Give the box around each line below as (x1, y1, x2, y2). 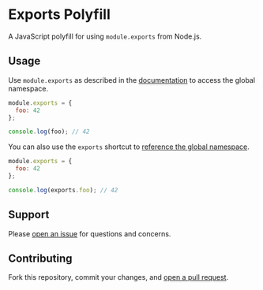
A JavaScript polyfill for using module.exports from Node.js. (8, 32, 202, 41)
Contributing (8, 251, 73, 265)
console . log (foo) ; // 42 (8, 128, 90, 136)
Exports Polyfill (8, 6, 111, 24)
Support (8, 208, 50, 221)
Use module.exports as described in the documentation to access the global (8, 75, 255, 84)
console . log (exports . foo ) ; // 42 (8, 186, 118, 194)
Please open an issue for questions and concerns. (8, 229, 171, 238)
